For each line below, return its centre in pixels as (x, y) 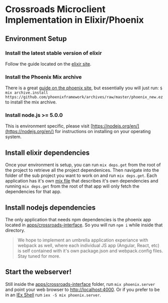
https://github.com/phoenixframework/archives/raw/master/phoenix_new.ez (84, 97)
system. (13, 137)
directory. (15, 230)
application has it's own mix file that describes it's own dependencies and (82, 181)
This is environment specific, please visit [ (49, 126)
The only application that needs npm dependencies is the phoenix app (78, 220)
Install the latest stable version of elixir (54, 53)
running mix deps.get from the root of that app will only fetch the (72, 186)
